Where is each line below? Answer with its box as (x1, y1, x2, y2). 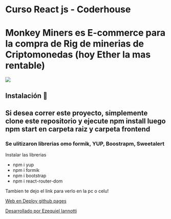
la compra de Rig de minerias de (5, 38, 144, 50)
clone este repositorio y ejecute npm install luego (5, 116, 166, 125)
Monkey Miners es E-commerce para (5, 27, 165, 39)
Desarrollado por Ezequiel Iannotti (5, 208, 77, 214)
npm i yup (12, 162, 34, 168)
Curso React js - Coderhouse (5, 4, 131, 15)
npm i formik (12, 167, 40, 173)
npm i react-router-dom (12, 178, 63, 184)
